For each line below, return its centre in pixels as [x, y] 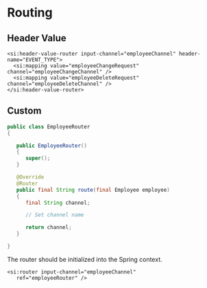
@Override [30, 177]
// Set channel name [54, 215]
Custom [24, 111]
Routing [30, 13]
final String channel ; [58, 203]
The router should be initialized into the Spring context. [85, 259]
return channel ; [48, 228]
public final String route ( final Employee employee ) [93, 190]
